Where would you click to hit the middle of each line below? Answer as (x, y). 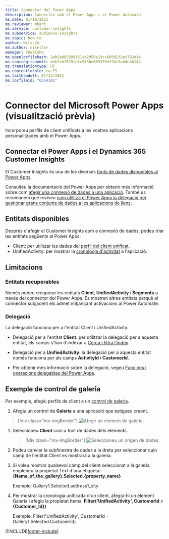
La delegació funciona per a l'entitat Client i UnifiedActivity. (67, 328)
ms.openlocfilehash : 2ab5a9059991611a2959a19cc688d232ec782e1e (73, 57)
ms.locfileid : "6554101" (31, 80)
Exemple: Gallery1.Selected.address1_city (55, 486)
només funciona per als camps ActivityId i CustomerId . (71, 358)
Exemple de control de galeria (53, 389)
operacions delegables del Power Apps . (54, 373)
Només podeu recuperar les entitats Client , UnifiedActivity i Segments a (81, 293)
